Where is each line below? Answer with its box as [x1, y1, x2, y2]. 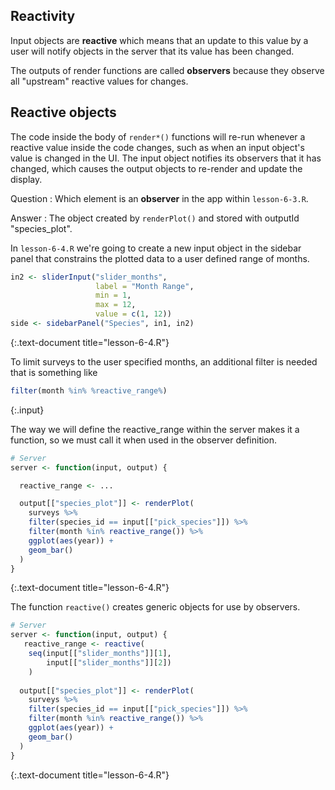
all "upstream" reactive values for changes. [10, 75, 189, 87]
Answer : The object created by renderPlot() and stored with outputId [10, 212, 300, 224]
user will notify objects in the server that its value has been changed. [10, 45, 295, 57]
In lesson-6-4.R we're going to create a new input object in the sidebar [10, 242, 302, 254]
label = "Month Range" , [95, 281, 195, 291]
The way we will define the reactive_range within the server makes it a [10, 423, 300, 435]
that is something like [10, 366, 98, 378]
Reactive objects [10, 104, 117, 121]
